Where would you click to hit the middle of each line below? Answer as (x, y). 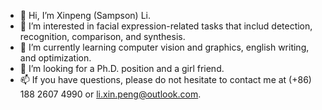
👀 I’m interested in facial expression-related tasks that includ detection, (166, 26)
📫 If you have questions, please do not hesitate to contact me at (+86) (165, 79)
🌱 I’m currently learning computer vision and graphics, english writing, (164, 47)
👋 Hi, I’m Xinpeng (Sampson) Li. (85, 15)
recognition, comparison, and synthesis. (102, 36)
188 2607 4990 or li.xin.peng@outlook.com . (110, 94)
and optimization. (55, 58)
